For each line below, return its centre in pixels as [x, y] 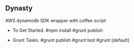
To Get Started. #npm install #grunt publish [58, 30]
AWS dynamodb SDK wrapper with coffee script [56, 20]
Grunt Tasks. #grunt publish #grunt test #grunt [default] [71, 40]
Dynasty [19, 8]
